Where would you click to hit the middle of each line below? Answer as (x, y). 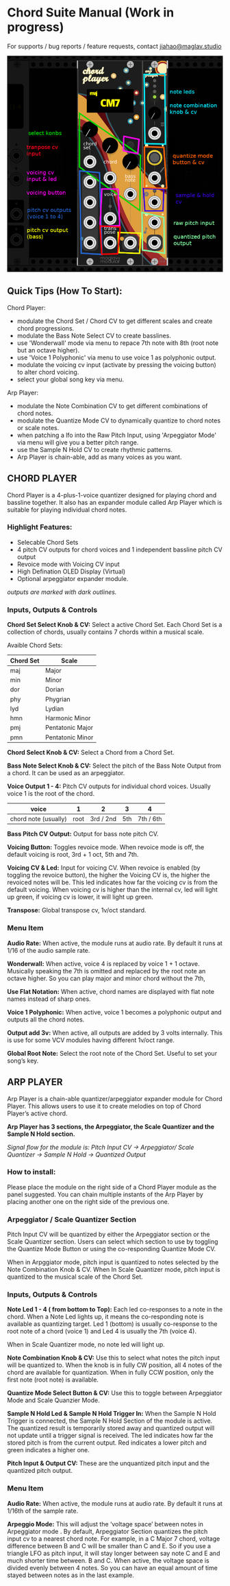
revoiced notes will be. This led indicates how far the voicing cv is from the (112, 882)
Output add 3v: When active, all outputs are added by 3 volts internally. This (115, 1032)
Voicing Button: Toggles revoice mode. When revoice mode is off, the (106, 847)
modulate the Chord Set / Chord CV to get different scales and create (115, 321)
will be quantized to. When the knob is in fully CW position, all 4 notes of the (115, 1365)
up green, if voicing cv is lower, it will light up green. (80, 897)
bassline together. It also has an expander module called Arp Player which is (115, 502)
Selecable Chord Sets (48, 542)
